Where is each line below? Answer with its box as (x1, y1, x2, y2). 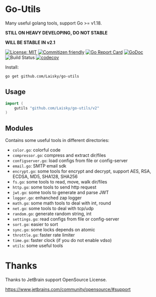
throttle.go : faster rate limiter (12, 232, 75, 238)
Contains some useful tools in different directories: (5, 137, 109, 143)
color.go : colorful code (12, 147, 61, 153)
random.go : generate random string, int (12, 211, 91, 217)
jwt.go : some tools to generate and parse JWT (12, 189, 109, 195)
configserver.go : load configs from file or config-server (12, 157, 128, 163)
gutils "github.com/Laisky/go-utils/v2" (14, 105, 99, 110)
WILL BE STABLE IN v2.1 (5, 39, 55, 45)
